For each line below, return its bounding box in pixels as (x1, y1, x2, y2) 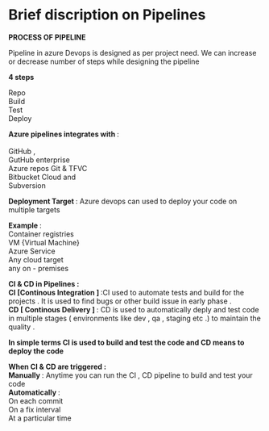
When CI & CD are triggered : (8, 362, 107, 371)
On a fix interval (8, 404, 61, 414)
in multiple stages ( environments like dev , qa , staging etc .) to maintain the (8, 313, 262, 323)
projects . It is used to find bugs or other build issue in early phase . (8, 296, 232, 306)
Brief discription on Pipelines (8, 6, 206, 24)
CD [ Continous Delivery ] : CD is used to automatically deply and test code (8, 304, 259, 314)
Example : (8, 220, 42, 230)
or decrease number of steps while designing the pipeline (8, 56, 200, 66)
